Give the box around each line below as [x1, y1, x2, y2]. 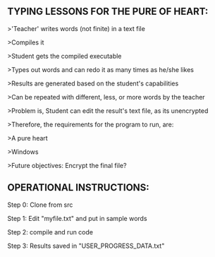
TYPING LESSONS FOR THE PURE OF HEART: [7, 6, 209, 18]
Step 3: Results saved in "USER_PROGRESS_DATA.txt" [7, 241, 165, 250]
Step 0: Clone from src [7, 201, 73, 209]
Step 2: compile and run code [7, 227, 94, 236]
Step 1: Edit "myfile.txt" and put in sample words [7, 214, 147, 222]
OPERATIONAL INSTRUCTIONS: [7, 181, 149, 193]
